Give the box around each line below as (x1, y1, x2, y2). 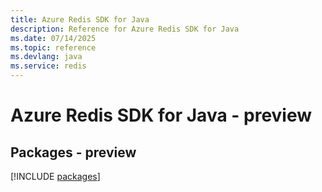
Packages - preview (10, 144, 137, 161)
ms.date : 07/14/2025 (10, 33, 97, 43)
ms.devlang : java (10, 52, 83, 62)
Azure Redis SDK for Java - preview (10, 104, 313, 127)
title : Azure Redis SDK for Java (10, 14, 150, 25)
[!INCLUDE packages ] (10, 171, 101, 182)
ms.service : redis (10, 61, 87, 71)
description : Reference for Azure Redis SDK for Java (10, 24, 240, 34)
